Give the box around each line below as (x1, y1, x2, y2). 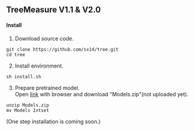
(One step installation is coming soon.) (6, 118, 101, 125)
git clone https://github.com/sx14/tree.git (6, 46, 119, 53)
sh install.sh (6, 74, 42, 80)
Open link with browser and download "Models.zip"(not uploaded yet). (14, 90, 189, 98)
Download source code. (14, 35, 74, 42)
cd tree (6, 51, 26, 57)
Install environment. (14, 62, 64, 69)
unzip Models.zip (6, 102, 50, 108)
